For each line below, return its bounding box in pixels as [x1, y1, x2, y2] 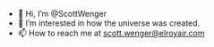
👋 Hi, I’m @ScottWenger [17, 9, 107, 19]
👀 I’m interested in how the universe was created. [17, 18, 201, 28]
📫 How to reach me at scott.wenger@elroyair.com [17, 27, 205, 38]
